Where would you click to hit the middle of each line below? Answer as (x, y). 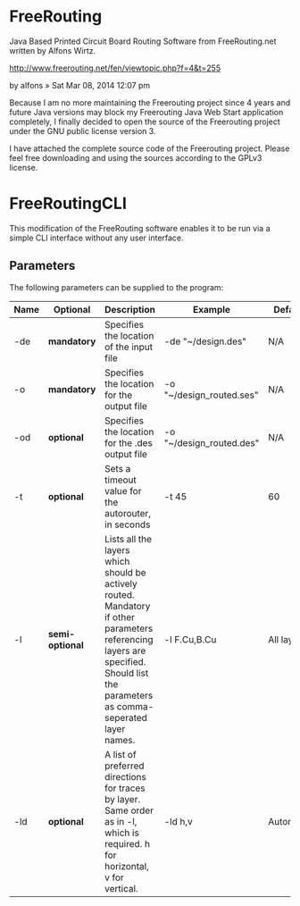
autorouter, (128, 513)
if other (120, 617)
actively (121, 583)
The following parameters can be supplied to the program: (117, 287)
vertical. (121, 888)
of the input (129, 347)
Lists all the (128, 539)
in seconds (127, 524)
